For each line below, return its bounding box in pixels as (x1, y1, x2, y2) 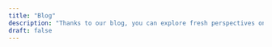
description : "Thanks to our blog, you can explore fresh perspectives (8, 19, 255, 27)
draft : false (8, 26, 53, 34)
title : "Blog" (8, 11, 57, 20)
